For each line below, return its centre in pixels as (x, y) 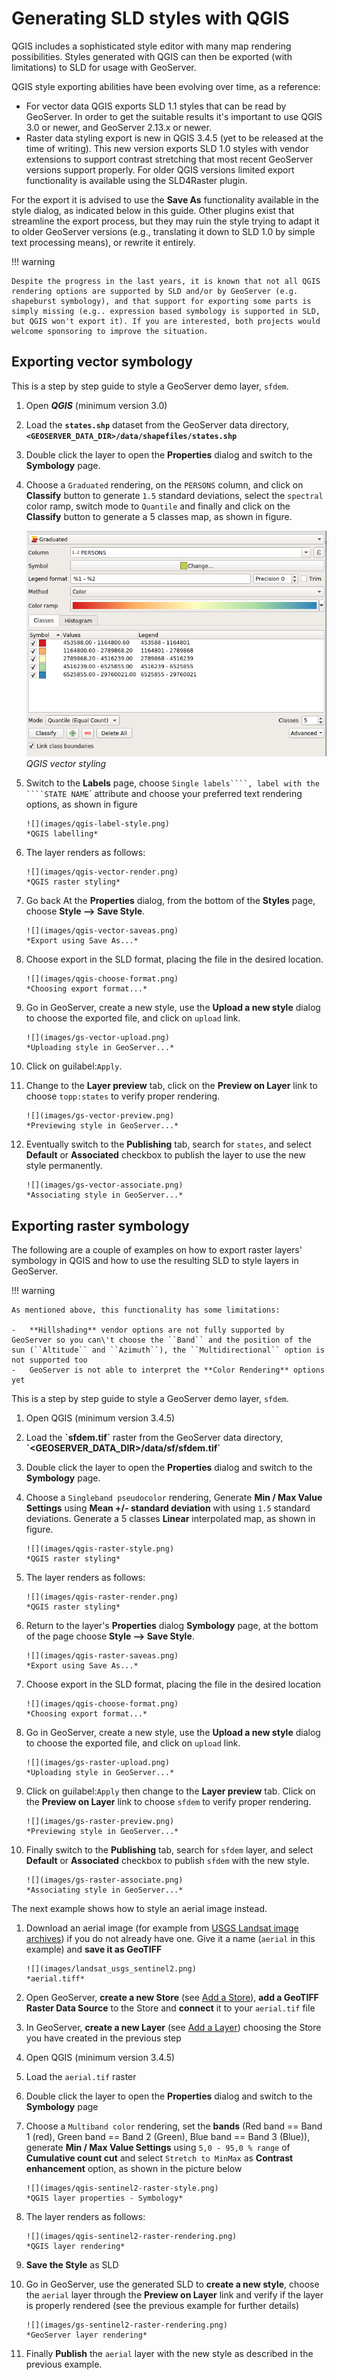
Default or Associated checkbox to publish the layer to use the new (165, 1155)
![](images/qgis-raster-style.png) (100, 1549)
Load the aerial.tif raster (81, 2077)
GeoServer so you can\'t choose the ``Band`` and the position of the (161, 1340)
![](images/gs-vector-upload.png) (97, 1038)
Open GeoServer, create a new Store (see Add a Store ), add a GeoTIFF (172, 1998)
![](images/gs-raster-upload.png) (97, 1763)
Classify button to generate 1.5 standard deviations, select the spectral (174, 495)
